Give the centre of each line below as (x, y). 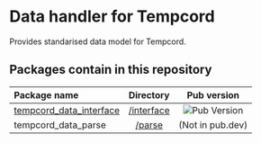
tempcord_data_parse (60, 125)
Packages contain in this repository (111, 70)
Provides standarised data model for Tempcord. (98, 41)
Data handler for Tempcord (112, 17)
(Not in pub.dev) (213, 125)
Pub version (213, 94)
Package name (46, 94)
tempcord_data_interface (67, 110)
